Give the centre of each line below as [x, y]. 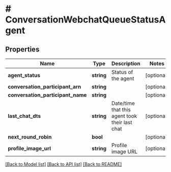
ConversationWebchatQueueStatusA [85, 20]
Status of [122, 72]
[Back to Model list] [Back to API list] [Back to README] [64, 164]
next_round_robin [30, 137]
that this [121, 110]
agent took [124, 116]
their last [122, 122]
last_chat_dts [24, 116]
